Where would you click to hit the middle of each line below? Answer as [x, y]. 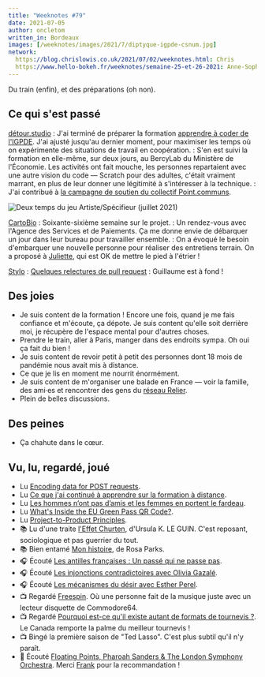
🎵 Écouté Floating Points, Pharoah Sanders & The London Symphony [131, 656]
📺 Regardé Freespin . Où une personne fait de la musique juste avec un [135, 596]
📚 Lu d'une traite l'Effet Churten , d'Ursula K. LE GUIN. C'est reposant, [134, 529]
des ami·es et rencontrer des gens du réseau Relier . [103, 391]
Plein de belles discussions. [65, 398]
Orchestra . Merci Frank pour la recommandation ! [100, 665]
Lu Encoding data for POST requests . [80, 486]
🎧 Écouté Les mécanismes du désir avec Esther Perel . [108, 584]
